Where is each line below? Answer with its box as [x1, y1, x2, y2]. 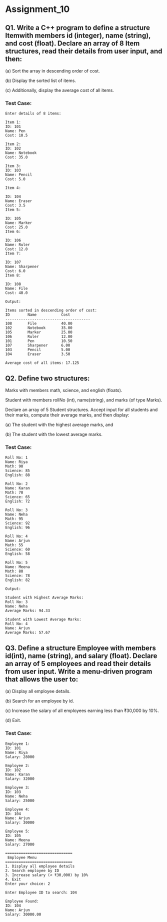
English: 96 [5, 525, 30, 530]
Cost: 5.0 [5, 176, 26, 182]
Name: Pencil [5, 172, 32, 177]
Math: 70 [5, 490, 23, 495]
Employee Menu [7, 855, 37, 860]
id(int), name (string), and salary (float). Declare [5, 651, 157, 660]
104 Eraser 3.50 [5, 351, 70, 357]
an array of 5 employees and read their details [5, 659, 151, 668]
